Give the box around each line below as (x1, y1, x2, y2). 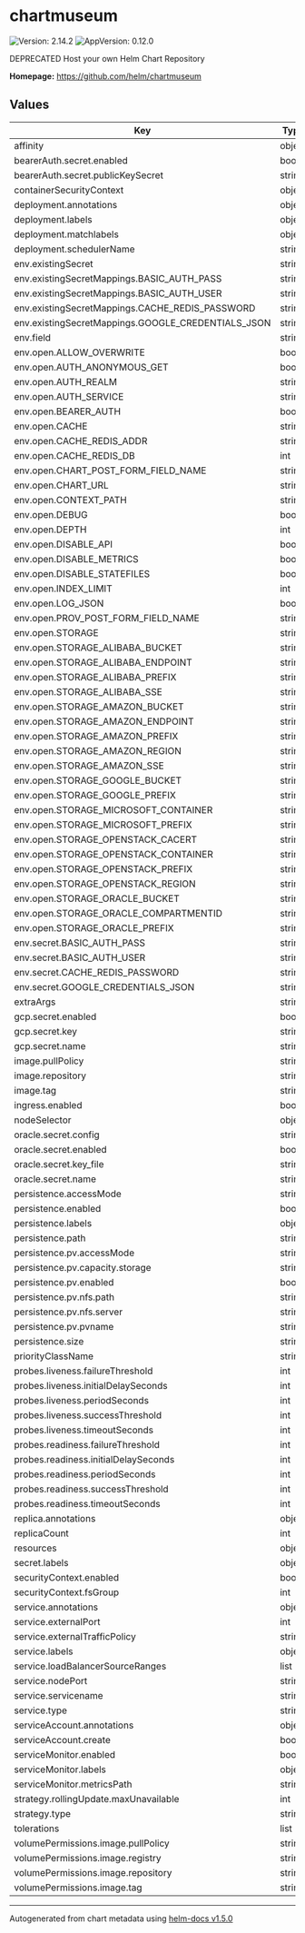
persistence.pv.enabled (14, 1275, 114, 1288)
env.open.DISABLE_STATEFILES (14, 567, 151, 580)
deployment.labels (14, 213, 93, 225)
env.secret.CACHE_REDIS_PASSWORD (14, 966, 180, 978)
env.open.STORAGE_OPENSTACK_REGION (14, 877, 197, 890)
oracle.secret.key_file (14, 1157, 104, 1170)
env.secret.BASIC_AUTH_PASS (14, 937, 146, 949)
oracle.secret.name (14, 1173, 97, 1185)
